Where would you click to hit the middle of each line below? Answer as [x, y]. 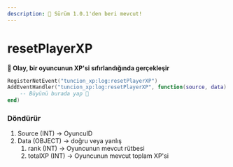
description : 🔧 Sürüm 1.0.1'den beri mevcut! [75, 14]
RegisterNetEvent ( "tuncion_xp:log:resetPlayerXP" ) [83, 81]
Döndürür [24, 118]
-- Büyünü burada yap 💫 [55, 94]
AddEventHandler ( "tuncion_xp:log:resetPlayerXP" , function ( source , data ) [117, 87]
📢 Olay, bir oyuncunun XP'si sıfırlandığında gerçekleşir [89, 68]
